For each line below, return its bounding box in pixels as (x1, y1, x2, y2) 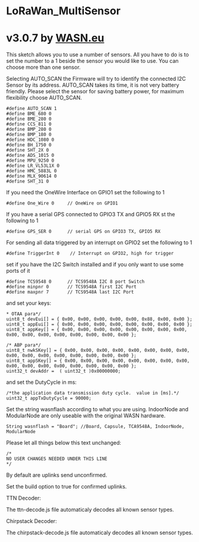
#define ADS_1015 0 (6, 153, 55, 159)
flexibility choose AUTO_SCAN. (6, 94, 82, 102)
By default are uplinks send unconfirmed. (6, 471, 108, 479)
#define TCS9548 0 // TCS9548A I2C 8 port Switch (6, 279, 145, 285)
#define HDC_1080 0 (6, 137, 55, 143)
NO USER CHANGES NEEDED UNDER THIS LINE (6, 456, 108, 462)
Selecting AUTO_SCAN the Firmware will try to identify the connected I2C (6, 75, 186, 83)
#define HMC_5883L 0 (6, 168, 58, 174)
